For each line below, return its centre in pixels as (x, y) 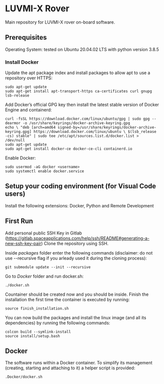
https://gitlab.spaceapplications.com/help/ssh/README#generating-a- (78, 238)
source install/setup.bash (33, 336)
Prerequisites (26, 38)
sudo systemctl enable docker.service (45, 171)
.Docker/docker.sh (24, 377)
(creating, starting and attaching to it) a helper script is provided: (70, 368)
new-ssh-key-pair (23, 243)
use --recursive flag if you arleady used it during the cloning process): (76, 258)
